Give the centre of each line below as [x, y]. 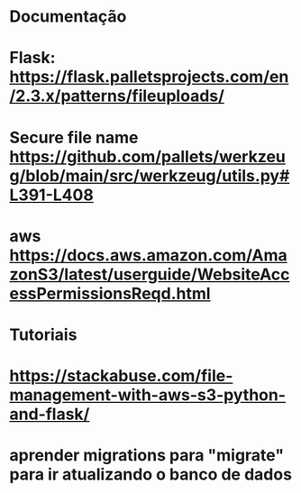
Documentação [68, 17]
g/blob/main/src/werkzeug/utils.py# [150, 175]
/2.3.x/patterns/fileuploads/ [117, 96]
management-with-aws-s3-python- [148, 395]
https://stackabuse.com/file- [121, 376]
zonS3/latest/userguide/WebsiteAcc [150, 274]
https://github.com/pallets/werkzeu [147, 156]
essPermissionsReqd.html [110, 293]
